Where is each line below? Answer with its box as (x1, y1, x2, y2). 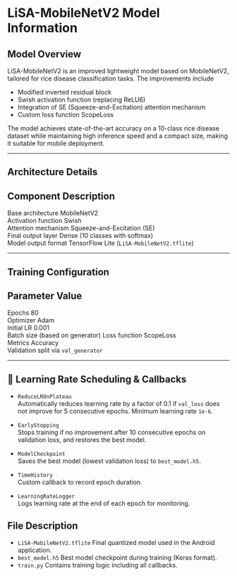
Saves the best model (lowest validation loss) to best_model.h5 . (17, 457, 201, 465)
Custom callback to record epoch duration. (17, 478, 142, 486)
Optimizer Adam (7, 316, 55, 325)
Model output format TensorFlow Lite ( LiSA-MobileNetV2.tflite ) (7, 239, 194, 248)
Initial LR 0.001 (7, 323, 49, 332)
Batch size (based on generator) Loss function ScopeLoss (7, 331, 176, 340)
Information (7, 20, 78, 36)
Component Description (7, 190, 115, 202)
